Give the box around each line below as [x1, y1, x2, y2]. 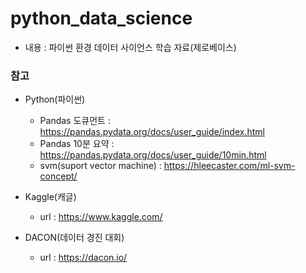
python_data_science [10, 7, 193, 30]
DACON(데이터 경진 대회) [24, 232, 125, 244]
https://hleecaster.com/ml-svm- [163, 160, 296, 172]
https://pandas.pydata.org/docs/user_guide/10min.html [39, 149, 267, 161]
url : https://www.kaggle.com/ [39, 211, 163, 223]
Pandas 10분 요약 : [39, 138, 115, 150]
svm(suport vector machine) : [39, 160, 162, 172]
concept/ [39, 170, 78, 182]
